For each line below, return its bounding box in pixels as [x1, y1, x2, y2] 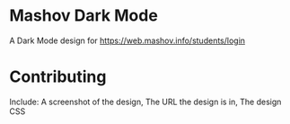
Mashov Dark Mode [9, 5, 159, 26]
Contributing [9, 66, 107, 87]
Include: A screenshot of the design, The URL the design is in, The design [9, 96, 282, 107]
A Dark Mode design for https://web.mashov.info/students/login [9, 35, 245, 46]
